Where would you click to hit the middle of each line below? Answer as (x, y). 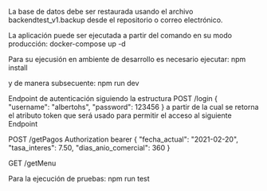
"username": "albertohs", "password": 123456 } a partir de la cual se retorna (133, 107)
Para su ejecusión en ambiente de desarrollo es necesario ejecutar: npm (127, 59)
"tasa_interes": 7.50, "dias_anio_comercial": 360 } (89, 148)
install (18, 68)
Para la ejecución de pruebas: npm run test (79, 179)
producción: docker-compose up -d (67, 44)
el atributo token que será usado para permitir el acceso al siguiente (120, 115)
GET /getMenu (32, 163)
